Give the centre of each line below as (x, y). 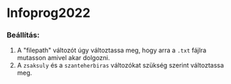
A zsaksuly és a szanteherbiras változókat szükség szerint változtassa (120, 66)
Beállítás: (23, 35)
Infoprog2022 (49, 13)
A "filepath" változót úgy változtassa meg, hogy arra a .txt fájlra (112, 50)
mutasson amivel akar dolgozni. (64, 58)
